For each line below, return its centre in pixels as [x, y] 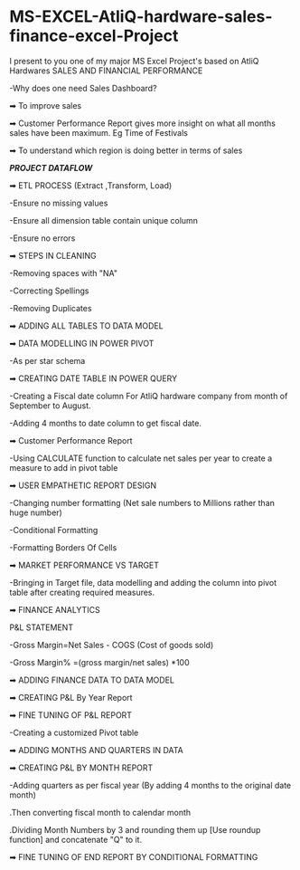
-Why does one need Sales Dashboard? [83, 88]
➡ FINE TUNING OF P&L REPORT [71, 715]
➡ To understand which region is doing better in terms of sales [126, 150]
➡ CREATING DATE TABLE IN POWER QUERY [94, 378]
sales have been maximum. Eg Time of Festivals [98, 132]
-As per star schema [47, 360]
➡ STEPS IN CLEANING [53, 255]
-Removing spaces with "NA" [64, 272]
